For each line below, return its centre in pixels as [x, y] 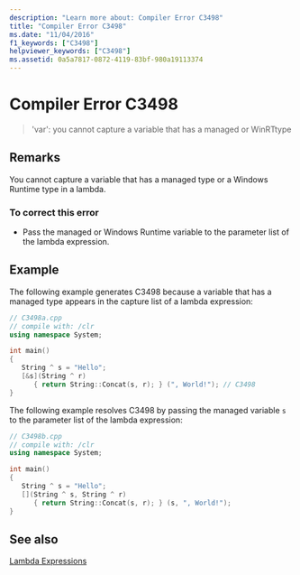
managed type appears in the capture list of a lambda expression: [132, 301]
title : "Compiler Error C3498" [68, 26]
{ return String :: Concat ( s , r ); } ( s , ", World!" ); [132, 503]
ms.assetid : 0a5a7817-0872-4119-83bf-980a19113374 [106, 60]
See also [34, 539]
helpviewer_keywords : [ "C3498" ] [70, 51]
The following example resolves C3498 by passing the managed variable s [148, 410]
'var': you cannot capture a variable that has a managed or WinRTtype [161, 129]
